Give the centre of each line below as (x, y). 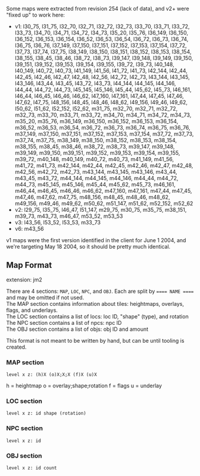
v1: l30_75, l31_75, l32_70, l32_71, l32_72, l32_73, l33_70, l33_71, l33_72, (102, 26)
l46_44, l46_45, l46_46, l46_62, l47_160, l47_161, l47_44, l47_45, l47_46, (99, 96)
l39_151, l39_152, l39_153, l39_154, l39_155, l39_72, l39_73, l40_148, (94, 64)
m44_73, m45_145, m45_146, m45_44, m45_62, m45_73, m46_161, (95, 184)
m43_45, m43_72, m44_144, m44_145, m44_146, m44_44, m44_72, (96, 178)
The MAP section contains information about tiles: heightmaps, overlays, (95, 303)
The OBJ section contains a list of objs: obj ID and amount (77, 329)
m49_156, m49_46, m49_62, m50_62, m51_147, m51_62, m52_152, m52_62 (104, 203)
